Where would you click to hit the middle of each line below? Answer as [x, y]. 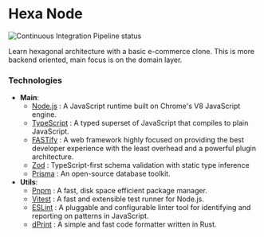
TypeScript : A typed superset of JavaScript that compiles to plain [140, 123]
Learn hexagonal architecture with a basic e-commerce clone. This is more [132, 51]
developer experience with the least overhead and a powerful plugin [144, 149]
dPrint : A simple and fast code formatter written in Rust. [124, 224]
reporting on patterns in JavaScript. [90, 216]
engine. [44, 115]
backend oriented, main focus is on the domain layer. [95, 60]
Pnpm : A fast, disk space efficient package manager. [119, 191]
